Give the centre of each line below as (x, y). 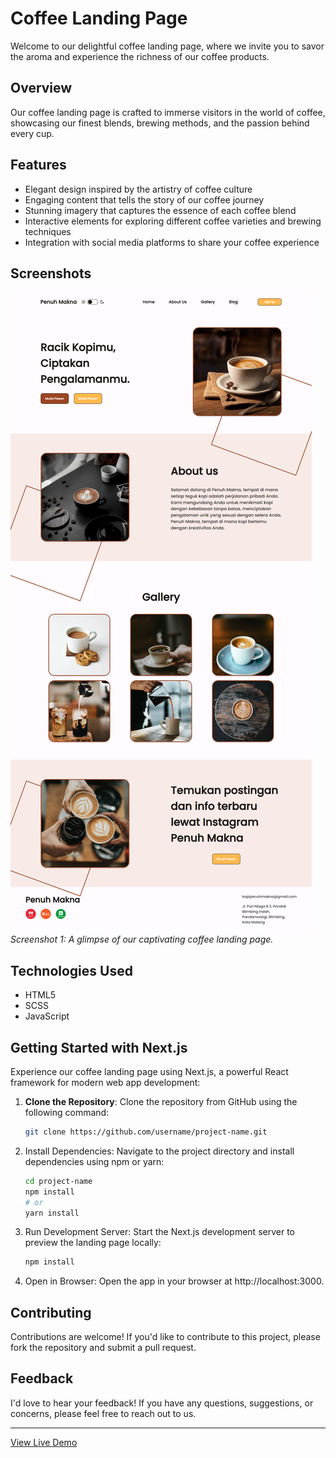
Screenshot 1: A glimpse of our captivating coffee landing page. (142, 939)
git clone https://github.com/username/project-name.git (146, 1132)
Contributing (51, 1312)
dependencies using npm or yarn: (94, 1161)
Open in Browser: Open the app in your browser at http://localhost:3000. (174, 1281)
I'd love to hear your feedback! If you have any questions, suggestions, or (162, 1403)
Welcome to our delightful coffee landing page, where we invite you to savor (167, 46)
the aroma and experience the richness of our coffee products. (140, 56)
